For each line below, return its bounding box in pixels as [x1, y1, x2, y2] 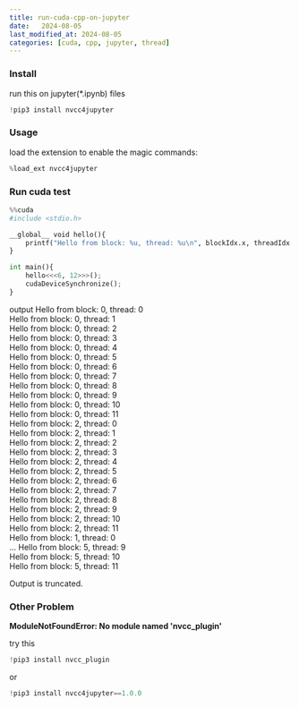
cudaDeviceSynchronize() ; [25, 279, 123, 289]
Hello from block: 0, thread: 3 [9, 332, 118, 343]
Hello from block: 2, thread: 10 [9, 513, 121, 524]
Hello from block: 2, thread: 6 [9, 475, 118, 486]
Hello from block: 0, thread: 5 [9, 351, 117, 362]
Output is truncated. [9, 578, 83, 589]
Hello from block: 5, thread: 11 [9, 560, 119, 571]
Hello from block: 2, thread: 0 [9, 418, 118, 429]
